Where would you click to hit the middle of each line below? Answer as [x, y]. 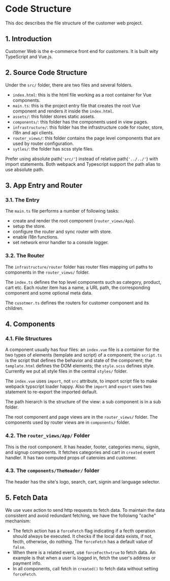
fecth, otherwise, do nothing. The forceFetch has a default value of [83, 541]
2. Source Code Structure [46, 72]
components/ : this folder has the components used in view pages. [80, 122]
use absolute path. [25, 169]
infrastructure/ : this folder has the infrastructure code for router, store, [88, 127]
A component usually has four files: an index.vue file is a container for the [82, 350]
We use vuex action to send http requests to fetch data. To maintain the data [85, 510]
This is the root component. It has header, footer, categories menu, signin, [83, 447]
